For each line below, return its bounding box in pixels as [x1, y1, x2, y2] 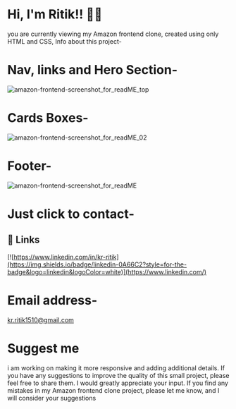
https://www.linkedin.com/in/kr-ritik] [13, 252, 119, 261]
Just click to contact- [7, 206, 135, 221]
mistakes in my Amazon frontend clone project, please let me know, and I [7, 386, 220, 394]
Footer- [7, 158, 52, 173]
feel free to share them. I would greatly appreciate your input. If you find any [7, 379, 229, 387]
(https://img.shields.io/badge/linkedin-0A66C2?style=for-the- [7, 260, 187, 269]
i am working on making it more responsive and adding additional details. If [7, 363, 225, 372]
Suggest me [7, 340, 80, 356]
